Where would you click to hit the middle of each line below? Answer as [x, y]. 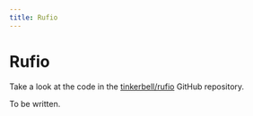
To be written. [35, 104]
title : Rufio [34, 17]
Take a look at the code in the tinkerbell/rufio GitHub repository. [127, 87]
